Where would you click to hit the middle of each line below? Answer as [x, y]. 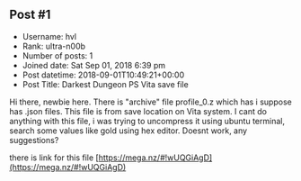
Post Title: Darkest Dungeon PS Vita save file [105, 84]
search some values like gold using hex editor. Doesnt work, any [128, 131]
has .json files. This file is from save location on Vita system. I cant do [138, 111]
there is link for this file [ [54, 158]
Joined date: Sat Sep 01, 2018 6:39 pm [94, 65]
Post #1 [30, 15]
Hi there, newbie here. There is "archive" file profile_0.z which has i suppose [150, 102]
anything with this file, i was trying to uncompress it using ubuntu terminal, [147, 121]
